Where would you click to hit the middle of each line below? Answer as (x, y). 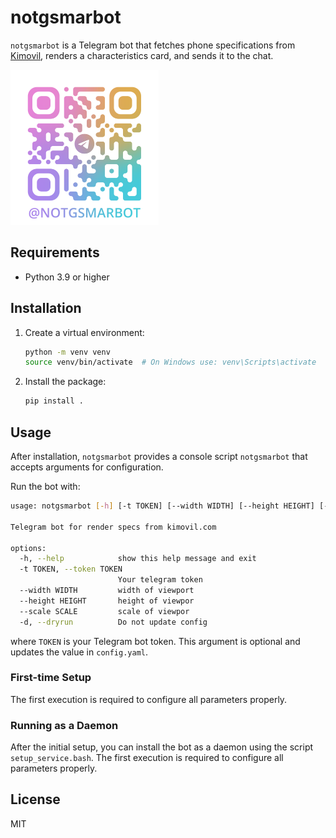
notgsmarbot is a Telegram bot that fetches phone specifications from (153, 45)
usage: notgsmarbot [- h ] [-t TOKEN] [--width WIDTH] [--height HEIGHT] (162, 506)
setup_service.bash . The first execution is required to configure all (147, 758)
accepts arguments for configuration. (87, 467)
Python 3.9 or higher (67, 277)
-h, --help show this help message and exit (138, 559)
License (35, 799)
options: (28, 548)
